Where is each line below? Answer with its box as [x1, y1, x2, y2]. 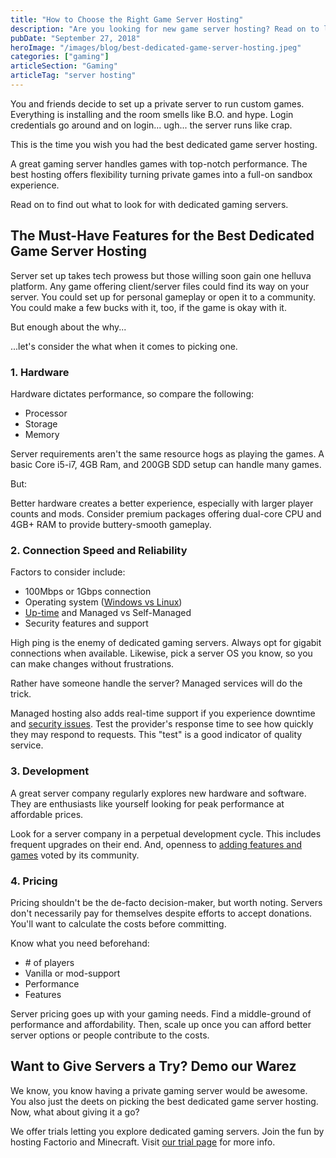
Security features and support [24, 617, 149, 630]
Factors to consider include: [10, 566, 126, 578]
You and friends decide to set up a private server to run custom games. [10, 97, 305, 110]
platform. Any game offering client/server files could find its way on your [10, 280, 310, 292]
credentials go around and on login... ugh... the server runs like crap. [10, 119, 293, 131]
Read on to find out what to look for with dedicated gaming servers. [10, 198, 289, 210]
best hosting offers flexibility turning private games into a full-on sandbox [10, 168, 313, 180]
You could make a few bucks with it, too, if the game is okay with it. [10, 301, 287, 313]
